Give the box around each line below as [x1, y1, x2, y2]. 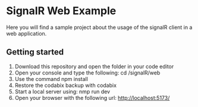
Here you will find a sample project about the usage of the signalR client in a [6, 24, 193, 31]
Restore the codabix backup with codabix [14, 82, 117, 89]
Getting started [6, 47, 64, 57]
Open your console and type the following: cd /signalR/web [14, 69, 161, 76]
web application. [6, 30, 47, 37]
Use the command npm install [14, 75, 88, 82]
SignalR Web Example [6, 4, 117, 18]
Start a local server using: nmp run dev [14, 87, 111, 95]
